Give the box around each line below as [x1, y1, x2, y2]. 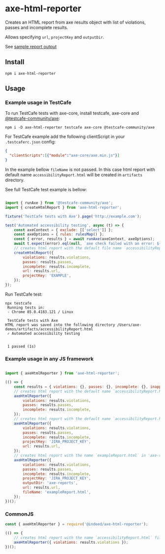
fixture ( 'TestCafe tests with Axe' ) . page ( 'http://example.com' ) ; [5, 214, 141, 219]
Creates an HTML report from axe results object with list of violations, [5, 19, 146, 25]
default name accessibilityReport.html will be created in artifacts [5, 172, 142, 178]
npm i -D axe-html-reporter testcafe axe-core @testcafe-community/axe [5, 125, 155, 130]
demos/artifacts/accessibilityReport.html [5, 326, 93, 332]
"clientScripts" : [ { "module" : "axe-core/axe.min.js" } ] [9, 153, 120, 158]
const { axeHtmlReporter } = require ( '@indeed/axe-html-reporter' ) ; [5, 522, 148, 527]
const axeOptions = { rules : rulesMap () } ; [14, 232, 105, 237]
